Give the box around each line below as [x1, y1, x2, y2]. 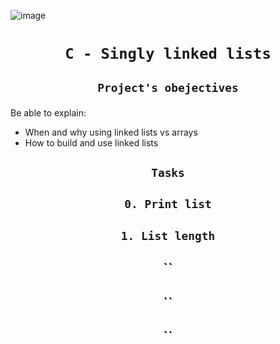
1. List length [120, 228, 216, 243]
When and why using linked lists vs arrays [24, 126, 198, 138]
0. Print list [124, 197, 212, 212]
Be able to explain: [10, 106, 87, 119]
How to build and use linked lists [24, 136, 159, 149]
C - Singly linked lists [64, 45, 272, 64]
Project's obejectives [97, 80, 239, 95]
